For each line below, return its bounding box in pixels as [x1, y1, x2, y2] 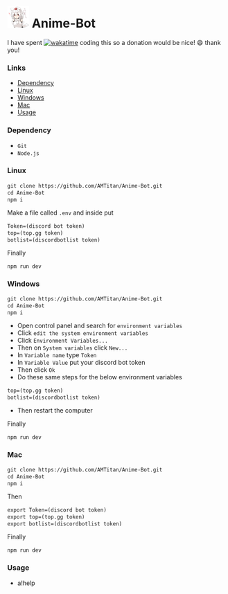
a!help [17, 579, 36, 587]
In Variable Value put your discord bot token [17, 359, 146, 367]
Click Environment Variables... [17, 336, 109, 345]
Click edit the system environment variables [17, 329, 149, 337]
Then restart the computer [17, 406, 93, 415]
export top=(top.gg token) [7, 514, 85, 521]
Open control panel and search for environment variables [17, 321, 182, 330]
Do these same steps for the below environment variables [17, 373, 182, 381]
